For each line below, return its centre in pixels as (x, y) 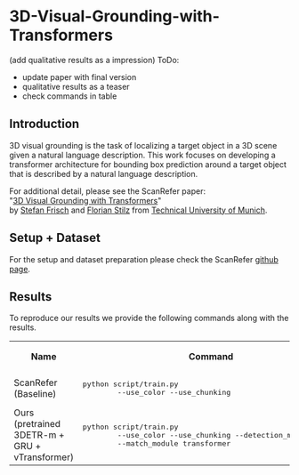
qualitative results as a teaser (76, 86)
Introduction (44, 124)
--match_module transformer (174, 443)
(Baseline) (35, 394)
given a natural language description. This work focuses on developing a (142, 155)
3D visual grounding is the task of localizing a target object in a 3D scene (143, 145)
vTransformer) (44, 457)
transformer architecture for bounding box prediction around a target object (148, 164)
